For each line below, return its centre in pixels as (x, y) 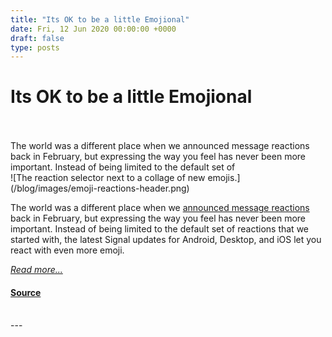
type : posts (35, 47)
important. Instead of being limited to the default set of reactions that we (159, 229)
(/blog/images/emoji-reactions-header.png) (100, 188)
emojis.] (224, 178)
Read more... (36, 270)
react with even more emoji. (67, 250)
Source (26, 292)
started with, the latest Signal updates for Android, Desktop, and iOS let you (166, 240)
